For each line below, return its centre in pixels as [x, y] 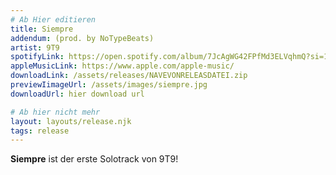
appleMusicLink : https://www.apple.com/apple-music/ [122, 66]
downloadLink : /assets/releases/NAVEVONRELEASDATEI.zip [129, 76]
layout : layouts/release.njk [71, 121]
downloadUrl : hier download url [77, 94]
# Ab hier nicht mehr [55, 112]
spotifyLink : [37, 57]
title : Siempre [42, 29]
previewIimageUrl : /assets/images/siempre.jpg [109, 85]
